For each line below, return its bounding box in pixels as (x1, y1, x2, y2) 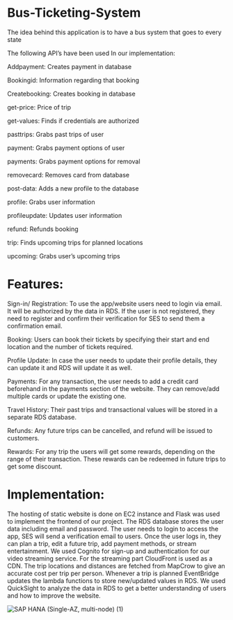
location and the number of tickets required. (7, 342, 134, 350)
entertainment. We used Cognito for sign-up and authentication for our (7, 547, 210, 555)
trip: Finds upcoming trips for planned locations (7, 238, 143, 246)
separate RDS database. (7, 413, 77, 421)
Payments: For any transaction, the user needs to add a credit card (7, 377, 199, 385)
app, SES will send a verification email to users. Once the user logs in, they (7, 532, 221, 540)
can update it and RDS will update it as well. (7, 363, 133, 371)
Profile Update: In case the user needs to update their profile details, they (7, 356, 218, 364)
